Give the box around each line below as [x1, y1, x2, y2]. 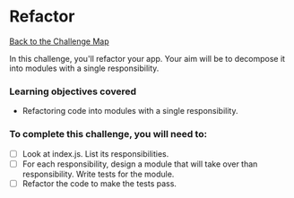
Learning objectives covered [9, 85, 137, 98]
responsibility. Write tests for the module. [22, 168, 175, 179]
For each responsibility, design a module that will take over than [22, 159, 258, 169]
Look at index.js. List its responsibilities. [22, 148, 169, 159]
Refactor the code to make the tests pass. [22, 177, 177, 189]
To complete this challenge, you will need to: [9, 128, 208, 141]
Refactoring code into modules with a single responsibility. [22, 106, 238, 116]
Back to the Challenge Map [9, 36, 109, 47]
